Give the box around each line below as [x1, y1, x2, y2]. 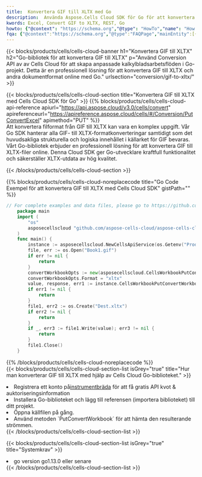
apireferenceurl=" [6, 111, 50, 118]
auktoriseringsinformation [6, 389, 70, 396]
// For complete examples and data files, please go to [6, 202, 149, 209]
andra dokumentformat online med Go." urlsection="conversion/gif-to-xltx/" [6, 73, 194, 81]
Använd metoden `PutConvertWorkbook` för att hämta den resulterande [14, 415, 191, 422]
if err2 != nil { [28, 309, 71, 315]
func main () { [17, 236, 52, 242]
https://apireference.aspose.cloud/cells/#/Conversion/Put [50, 111, 194, 118]
